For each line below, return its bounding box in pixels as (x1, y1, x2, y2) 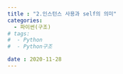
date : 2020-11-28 (7, 56, 62, 63)
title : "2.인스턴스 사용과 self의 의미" (7, 10, 117, 18)
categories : (7, 17, 43, 24)
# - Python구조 (7, 43, 53, 50)
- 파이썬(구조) (14, 23, 51, 30)
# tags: (7, 30, 31, 37)
